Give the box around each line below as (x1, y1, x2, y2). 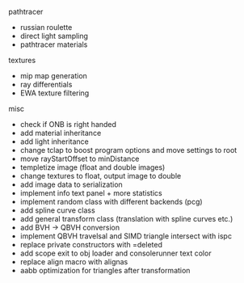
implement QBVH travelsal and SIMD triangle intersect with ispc (19, 231, 233, 241)
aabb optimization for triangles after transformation (19, 266, 191, 275)
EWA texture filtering (19, 88, 90, 98)
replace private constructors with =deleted (19, 240, 163, 249)
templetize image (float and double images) (19, 163, 166, 172)
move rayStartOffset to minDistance (19, 154, 140, 163)
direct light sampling (19, 32, 89, 40)
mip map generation (19, 71, 87, 80)
